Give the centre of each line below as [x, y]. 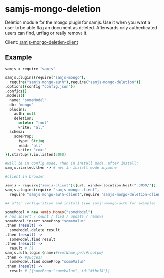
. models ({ [15, 96]
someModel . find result [32, 239]
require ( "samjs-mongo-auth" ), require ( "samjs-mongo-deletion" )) [75, 82]
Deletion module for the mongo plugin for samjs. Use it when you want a [78, 22]
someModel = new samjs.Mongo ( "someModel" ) [49, 212]
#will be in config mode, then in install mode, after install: [72, 163]
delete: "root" [33, 123]
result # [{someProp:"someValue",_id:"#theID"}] [60, 271]
